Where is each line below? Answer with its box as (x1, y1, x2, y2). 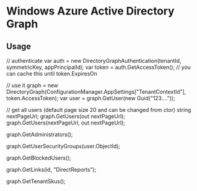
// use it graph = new (6, 82, 59, 89)
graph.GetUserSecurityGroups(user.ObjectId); (6, 143, 121, 149)
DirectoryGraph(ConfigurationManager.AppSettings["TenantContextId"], (6, 88, 186, 95)
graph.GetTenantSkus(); (6, 178, 66, 185)
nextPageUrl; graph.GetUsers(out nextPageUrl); (6, 113, 126, 120)
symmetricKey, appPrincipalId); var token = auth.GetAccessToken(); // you (6, 63, 191, 71)
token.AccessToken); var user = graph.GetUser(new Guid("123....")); (6, 95, 175, 102)
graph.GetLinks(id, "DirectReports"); (6, 166, 97, 173)
